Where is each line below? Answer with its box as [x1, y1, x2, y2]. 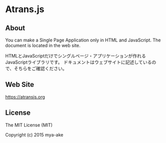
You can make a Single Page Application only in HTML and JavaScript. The [5, 37, 161, 43]
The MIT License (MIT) [5, 122, 53, 128]
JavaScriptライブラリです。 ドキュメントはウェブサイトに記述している [5, 59, 152, 65]
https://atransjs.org [5, 93, 45, 100]
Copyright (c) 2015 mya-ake [5, 131, 64, 137]
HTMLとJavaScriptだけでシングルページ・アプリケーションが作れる [5, 53, 146, 59]
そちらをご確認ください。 [14, 66, 67, 71]
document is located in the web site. [5, 42, 81, 49]
